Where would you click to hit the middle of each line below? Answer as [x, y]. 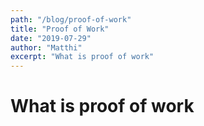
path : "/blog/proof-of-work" [71, 19]
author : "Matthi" [46, 47]
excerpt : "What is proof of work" [82, 57]
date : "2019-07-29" [51, 38]
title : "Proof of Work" [60, 29]
